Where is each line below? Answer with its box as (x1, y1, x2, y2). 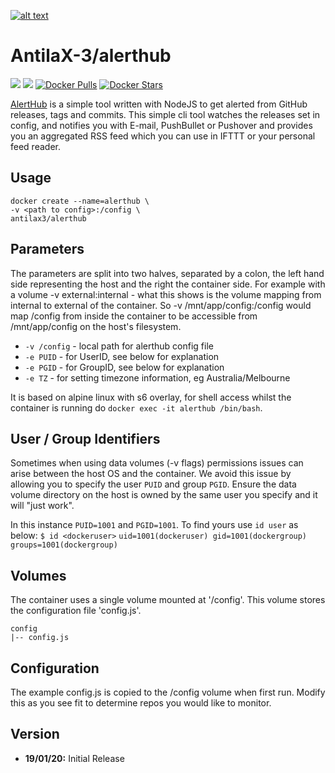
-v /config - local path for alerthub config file (24, 340, 214, 352)
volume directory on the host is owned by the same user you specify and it (10, 489, 318, 501)
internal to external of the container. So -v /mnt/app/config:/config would (10, 299, 312, 311)
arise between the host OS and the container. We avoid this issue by (10, 468, 292, 480)
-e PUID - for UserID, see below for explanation (24, 350, 220, 362)
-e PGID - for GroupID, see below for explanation (24, 361, 225, 373)
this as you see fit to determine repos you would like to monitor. (10, 697, 272, 709)
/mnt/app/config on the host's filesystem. (10, 320, 182, 332)
